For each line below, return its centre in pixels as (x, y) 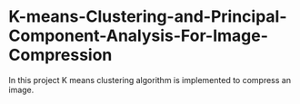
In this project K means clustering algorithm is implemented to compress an (150, 80)
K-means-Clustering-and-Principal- (148, 17)
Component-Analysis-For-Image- (139, 36)
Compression (60, 55)
